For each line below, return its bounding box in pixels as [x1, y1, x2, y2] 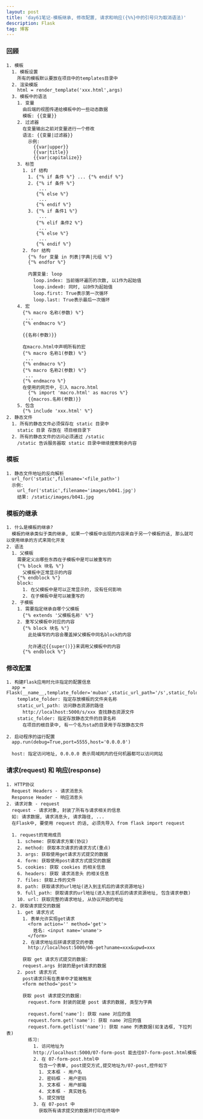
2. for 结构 [22, 247, 51, 254]
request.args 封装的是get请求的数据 [22, 962, 107, 969]
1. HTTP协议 [6, 781, 34, 788]
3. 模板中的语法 [11, 93, 47, 100]
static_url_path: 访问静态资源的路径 [17, 703, 104, 709]
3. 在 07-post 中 [33, 1101, 76, 1107]
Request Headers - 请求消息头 [11, 788, 83, 794]
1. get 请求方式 [17, 909, 54, 915]
